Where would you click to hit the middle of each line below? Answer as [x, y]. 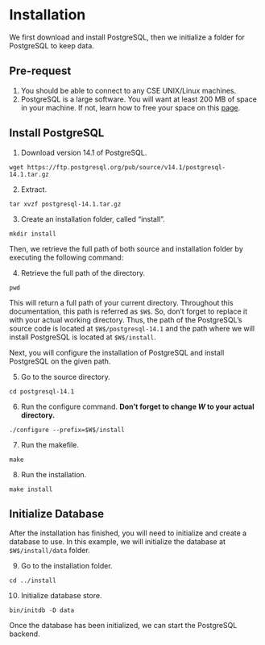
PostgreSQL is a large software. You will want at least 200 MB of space [139, 99]
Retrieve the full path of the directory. [83, 273]
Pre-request [40, 71]
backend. [25, 634]
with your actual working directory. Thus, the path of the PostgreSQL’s [126, 319]
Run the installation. [54, 474]
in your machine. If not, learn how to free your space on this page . [130, 107]
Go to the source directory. [66, 377]
